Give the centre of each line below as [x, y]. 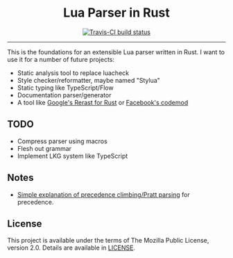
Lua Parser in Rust [116, 13]
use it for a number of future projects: [61, 59]
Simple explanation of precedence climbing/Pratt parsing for [103, 194]
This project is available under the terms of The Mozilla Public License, [108, 241]
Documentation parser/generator [64, 95]
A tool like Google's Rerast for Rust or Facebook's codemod [103, 102]
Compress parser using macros [62, 141]
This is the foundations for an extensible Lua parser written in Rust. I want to [116, 52]
